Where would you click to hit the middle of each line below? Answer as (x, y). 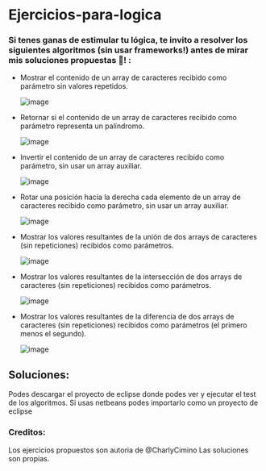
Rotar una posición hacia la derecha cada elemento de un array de (130, 197)
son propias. (29, 458)
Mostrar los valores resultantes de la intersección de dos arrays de (131, 277)
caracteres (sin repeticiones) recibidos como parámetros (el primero (133, 325)
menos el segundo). (53, 334)
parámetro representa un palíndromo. (82, 126)
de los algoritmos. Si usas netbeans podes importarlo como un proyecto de (133, 403)
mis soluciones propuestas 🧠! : (70, 60)
